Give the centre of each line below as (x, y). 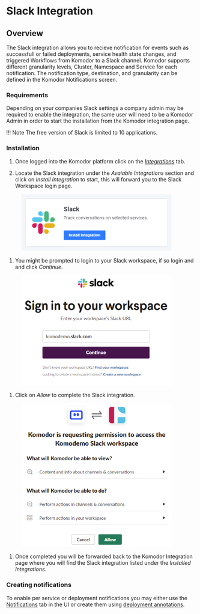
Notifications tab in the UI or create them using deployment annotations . (95, 604)
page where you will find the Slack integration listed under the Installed (103, 563)
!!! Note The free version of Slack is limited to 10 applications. (82, 133)
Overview (25, 33)
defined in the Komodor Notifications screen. (62, 80)
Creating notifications (39, 585)
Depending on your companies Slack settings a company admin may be (95, 108)
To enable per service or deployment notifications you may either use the (97, 598)
